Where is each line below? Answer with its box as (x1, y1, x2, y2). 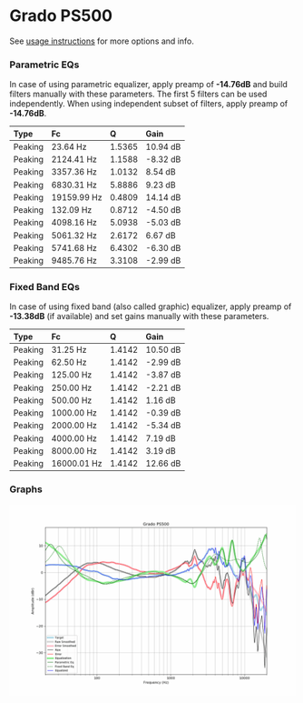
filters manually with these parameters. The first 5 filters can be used (9, 88, 268, 100)
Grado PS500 (9, 5, 113, 26)
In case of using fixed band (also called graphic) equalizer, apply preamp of (9, 301, 292, 312)
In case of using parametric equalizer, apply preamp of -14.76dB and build (9, 79, 288, 90)
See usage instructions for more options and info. (9, 35, 195, 46)
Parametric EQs (9, 58, 80, 71)
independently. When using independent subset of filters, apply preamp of (9, 98, 288, 109)
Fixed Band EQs (9, 280, 80, 293)
